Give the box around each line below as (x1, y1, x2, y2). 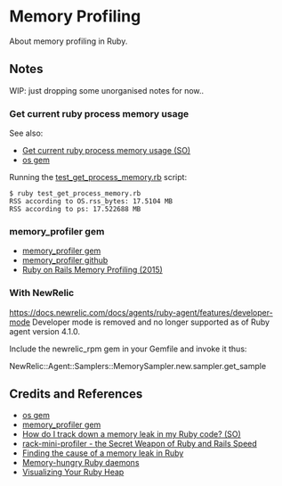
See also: (9, 128, 44, 139)
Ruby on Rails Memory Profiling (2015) (21, 265, 163, 276)
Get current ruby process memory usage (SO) (21, 145, 191, 156)
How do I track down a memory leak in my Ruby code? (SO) (21, 429, 242, 440)
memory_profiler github (21, 255, 109, 266)
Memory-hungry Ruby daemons (21, 457, 140, 468)
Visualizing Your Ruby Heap (21, 466, 125, 478)
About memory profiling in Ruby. (9, 36, 128, 46)
